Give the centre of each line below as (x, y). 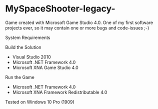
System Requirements (28, 37)
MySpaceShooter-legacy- (60, 9)
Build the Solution (23, 47)
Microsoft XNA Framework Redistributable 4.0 (60, 92)
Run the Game (20, 77)
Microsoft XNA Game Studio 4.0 (45, 67)
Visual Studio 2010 (31, 57)
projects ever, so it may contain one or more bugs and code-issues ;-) (77, 27)
